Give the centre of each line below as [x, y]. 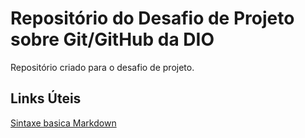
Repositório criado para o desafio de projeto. [102, 67]
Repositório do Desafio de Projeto [152, 18]
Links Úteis [46, 98]
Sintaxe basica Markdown [63, 123]
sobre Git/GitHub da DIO [112, 39]
